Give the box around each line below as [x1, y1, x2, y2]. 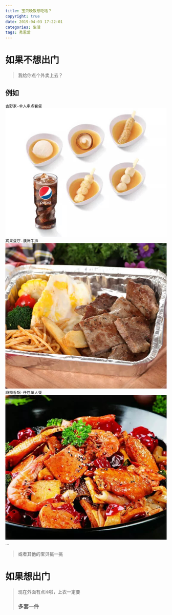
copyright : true [5, 13, 40, 19]
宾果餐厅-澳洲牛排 [5, 239, 38, 244]
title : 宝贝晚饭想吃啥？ [5, 8, 52, 13]
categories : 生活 [5, 25, 41, 30]
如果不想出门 [5, 54, 60, 66]
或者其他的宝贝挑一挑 [17, 551, 63, 557]
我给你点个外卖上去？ [17, 72, 63, 79]
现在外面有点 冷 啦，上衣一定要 [17, 589, 80, 595]
